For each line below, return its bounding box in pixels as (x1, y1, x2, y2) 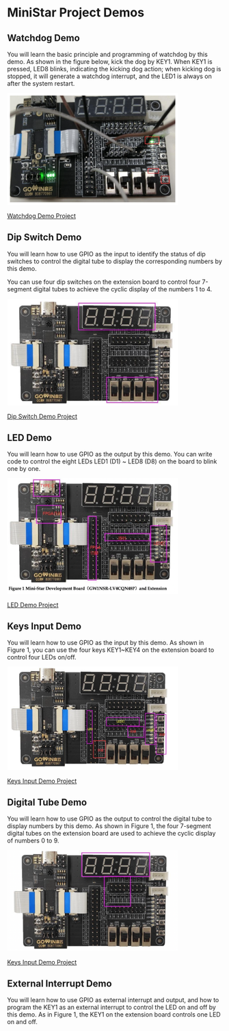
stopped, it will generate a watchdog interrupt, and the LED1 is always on (7, 72, 212, 80)
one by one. (7, 465, 41, 473)
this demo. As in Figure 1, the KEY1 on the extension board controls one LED (7, 1010, 221, 1019)
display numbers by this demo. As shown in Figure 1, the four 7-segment (7, 822, 211, 830)
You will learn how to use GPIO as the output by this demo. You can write (7, 450, 213, 459)
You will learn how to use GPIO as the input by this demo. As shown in (7, 639, 204, 647)
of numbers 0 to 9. (7, 836, 59, 845)
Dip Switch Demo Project (7, 412, 77, 420)
